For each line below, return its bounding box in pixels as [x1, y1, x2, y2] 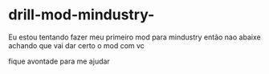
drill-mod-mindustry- [8, 6, 155, 24]
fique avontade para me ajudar [8, 56, 110, 66]
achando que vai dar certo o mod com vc [8, 40, 145, 50]
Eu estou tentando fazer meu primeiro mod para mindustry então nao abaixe [8, 32, 261, 42]
